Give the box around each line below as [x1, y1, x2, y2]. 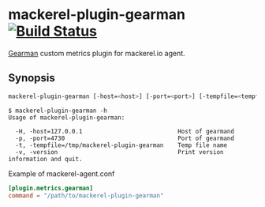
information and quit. [8, 155, 83, 163]
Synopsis [8, 71, 55, 85]
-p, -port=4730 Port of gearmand [15, 134, 235, 142]
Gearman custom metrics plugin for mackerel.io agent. [8, 48, 185, 58]
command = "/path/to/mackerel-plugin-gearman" [8, 191, 164, 199]
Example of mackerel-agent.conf [8, 168, 115, 179]
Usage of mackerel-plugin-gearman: [8, 113, 125, 122]
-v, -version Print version [15, 148, 224, 156]
